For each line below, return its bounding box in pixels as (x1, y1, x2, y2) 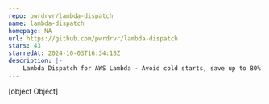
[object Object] (8, 86, 59, 96)
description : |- (8, 57, 63, 65)
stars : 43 (8, 42, 42, 50)
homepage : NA (8, 27, 52, 35)
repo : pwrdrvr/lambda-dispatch (8, 11, 114, 20)
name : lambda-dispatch (8, 19, 85, 27)
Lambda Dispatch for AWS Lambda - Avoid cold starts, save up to (23, 64, 247, 73)
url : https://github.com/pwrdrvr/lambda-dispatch (8, 34, 179, 43)
